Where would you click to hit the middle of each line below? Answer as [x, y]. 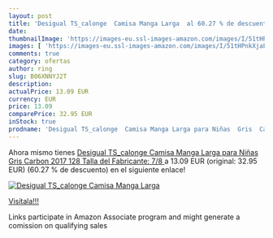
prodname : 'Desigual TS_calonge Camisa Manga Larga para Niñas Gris [130, 129]
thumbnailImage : [36, 39]
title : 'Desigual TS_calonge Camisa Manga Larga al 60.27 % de [121, 24]
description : [30, 84]
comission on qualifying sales [58, 225]
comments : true [34, 54]
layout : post [30, 16]
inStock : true [32, 122]
